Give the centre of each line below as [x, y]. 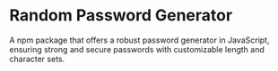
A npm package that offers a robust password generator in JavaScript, [139, 40]
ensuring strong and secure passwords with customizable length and [137, 49]
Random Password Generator [121, 16]
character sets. [37, 59]
